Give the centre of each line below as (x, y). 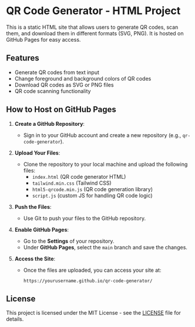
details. (15, 319)
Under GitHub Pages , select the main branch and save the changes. (105, 247)
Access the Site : (35, 258)
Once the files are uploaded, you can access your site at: (92, 270)
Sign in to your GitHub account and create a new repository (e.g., (102, 135)
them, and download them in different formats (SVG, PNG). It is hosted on (95, 33)
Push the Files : (33, 206)
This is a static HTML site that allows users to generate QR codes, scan (92, 27)
